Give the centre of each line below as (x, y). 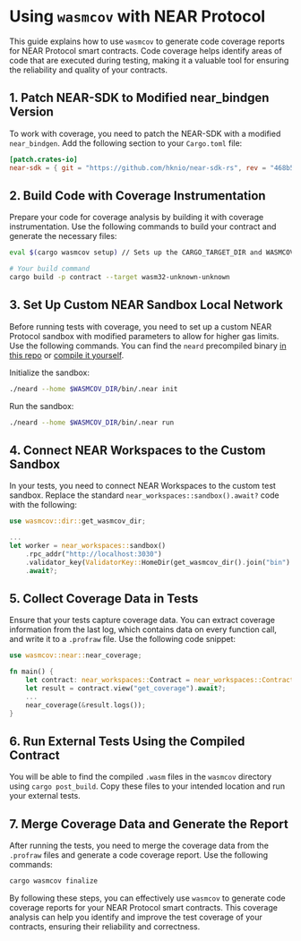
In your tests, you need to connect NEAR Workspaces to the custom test (142, 486)
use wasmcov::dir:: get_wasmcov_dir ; (77, 521)
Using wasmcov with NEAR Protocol (138, 17)
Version (31, 112)
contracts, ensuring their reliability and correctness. (105, 927)
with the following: (43, 505)
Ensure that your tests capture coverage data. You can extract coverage (142, 620)
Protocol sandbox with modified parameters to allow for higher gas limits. (144, 336)
